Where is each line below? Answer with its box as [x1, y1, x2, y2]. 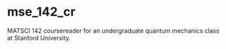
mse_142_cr [7, 4, 76, 20]
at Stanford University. [7, 33, 71, 42]
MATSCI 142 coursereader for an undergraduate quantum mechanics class [7, 27, 220, 35]
